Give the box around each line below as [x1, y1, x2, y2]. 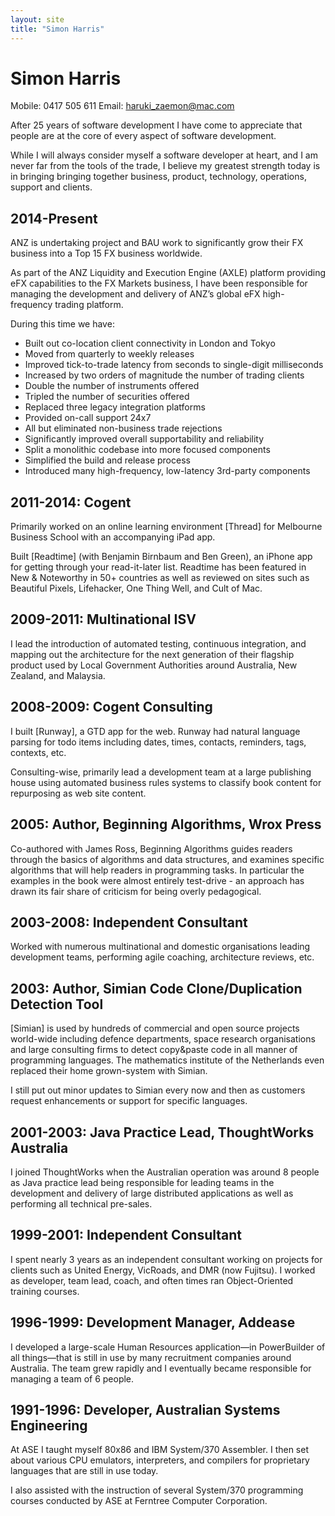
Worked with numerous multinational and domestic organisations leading [10, 941, 311, 953]
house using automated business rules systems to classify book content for [10, 776, 322, 788]
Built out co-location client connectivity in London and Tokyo [24, 337, 276, 350]
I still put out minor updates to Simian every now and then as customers [10, 1084, 306, 1096]
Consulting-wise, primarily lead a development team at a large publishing [10, 766, 312, 778]
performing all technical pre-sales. [10, 1197, 153, 1210]
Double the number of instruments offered [24, 380, 200, 392]
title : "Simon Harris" [10, 24, 105, 34]
